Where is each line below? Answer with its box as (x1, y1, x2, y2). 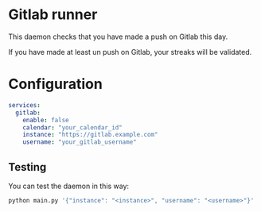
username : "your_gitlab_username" (22, 138, 137, 146)
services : (8, 101, 41, 109)
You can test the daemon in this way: (8, 181, 130, 191)
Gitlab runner (8, 6, 98, 24)
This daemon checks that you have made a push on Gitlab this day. (8, 32, 228, 41)
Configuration (8, 75, 103, 93)
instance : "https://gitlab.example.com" (22, 131, 158, 139)
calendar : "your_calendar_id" (22, 123, 123, 132)
